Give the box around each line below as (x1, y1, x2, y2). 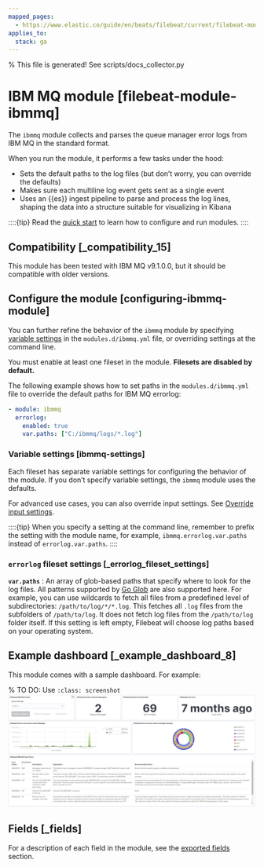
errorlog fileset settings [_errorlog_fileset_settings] (8, 558, 210, 569)
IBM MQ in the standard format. (8, 138, 110, 148)
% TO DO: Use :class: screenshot (8, 685, 121, 694)
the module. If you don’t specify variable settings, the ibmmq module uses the (8, 475, 256, 485)
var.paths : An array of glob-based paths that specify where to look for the (8, 576, 251, 585)
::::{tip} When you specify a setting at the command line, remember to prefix (8, 522, 255, 532)
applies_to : (8, 29, 47, 37)
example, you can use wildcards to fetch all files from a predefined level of (8, 593, 250, 602)
